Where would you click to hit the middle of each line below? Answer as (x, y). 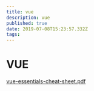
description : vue (28, 18)
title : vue (20, 12)
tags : (13, 35)
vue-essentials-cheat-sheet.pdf (46, 81)
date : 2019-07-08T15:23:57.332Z (47, 29)
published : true (27, 23)
